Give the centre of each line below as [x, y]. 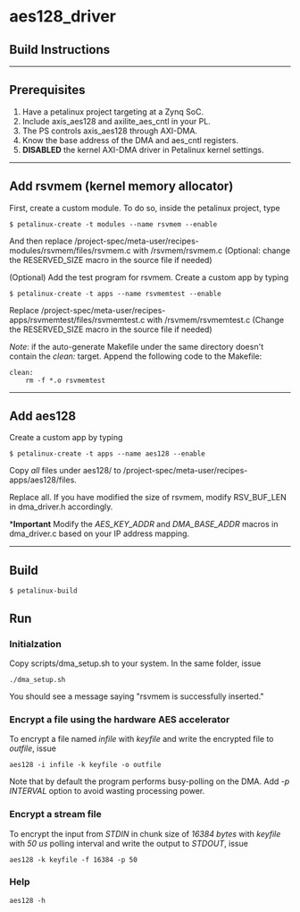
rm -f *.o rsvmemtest [65, 380]
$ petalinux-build [43, 591]
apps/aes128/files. [43, 480]
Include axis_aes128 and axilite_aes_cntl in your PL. [117, 121]
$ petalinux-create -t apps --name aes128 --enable [107, 454]
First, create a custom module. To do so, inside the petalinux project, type [145, 208]
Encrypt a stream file [55, 814]
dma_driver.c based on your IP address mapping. [100, 533]
